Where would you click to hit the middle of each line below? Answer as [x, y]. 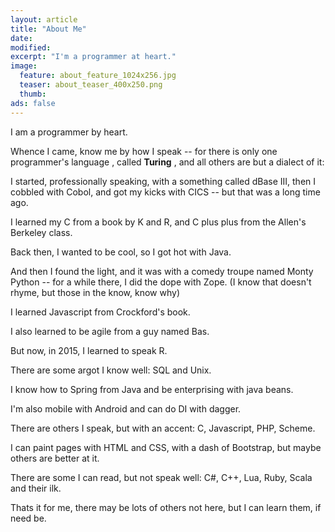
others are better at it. [55, 458]
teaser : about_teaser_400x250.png [91, 85]
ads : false [33, 103]
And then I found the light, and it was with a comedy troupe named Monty [162, 271]
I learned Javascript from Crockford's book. [100, 312]
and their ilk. [36, 488]
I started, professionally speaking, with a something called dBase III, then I [163, 181]
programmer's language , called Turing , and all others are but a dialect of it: [167, 162]
